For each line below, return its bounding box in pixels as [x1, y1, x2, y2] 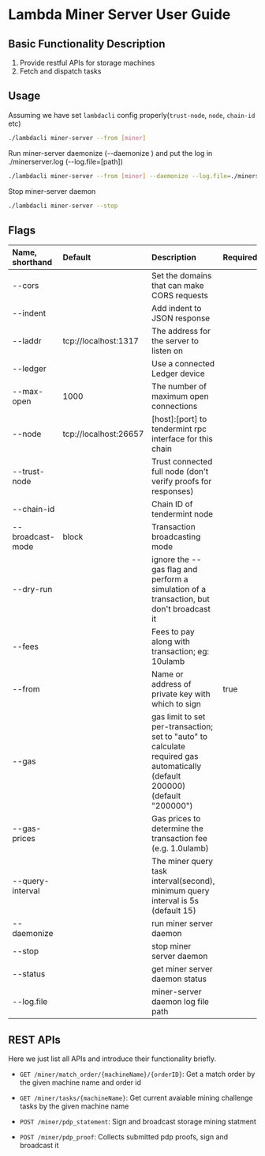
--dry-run [12, 584, 53, 595]
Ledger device [151, 368, 205, 379]
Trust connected [151, 457, 213, 468]
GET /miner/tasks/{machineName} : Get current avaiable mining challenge [19, 1093, 254, 1103]
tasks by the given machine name [19, 1101, 129, 1111]
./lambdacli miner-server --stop [8, 202, 118, 210]
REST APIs [8, 1033, 62, 1046]
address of [151, 679, 192, 690]
